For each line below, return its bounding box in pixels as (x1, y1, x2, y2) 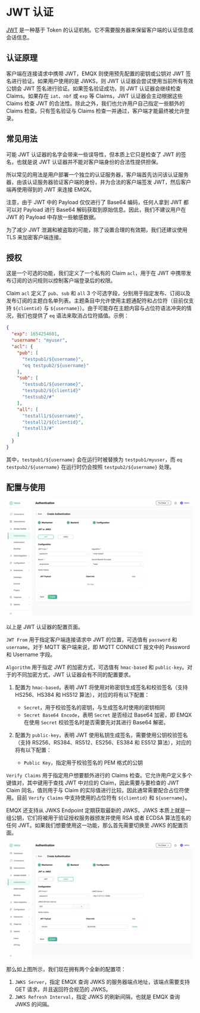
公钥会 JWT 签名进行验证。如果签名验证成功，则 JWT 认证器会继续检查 (6, 85, 182, 92)
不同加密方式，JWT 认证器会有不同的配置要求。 (16, 671, 134, 678)
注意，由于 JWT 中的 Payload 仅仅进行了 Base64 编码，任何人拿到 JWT (6, 198, 183, 206)
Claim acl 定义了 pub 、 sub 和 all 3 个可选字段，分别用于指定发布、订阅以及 (6, 290, 191, 297)
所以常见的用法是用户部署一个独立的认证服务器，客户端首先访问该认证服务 (6, 171, 189, 178)
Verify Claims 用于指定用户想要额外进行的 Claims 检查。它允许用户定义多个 (6, 771, 192, 779)
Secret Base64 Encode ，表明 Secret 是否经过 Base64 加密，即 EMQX (23, 711, 192, 718)
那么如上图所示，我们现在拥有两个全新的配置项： (6, 965, 126, 972)
